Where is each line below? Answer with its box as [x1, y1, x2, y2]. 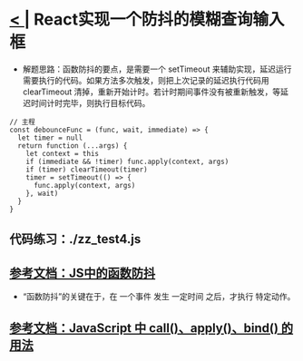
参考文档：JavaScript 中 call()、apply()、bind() [9, 320, 279, 336]
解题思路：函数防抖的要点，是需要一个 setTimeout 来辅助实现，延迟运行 [22, 63, 292, 74]
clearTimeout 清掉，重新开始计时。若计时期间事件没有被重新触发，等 [22, 86, 281, 97]
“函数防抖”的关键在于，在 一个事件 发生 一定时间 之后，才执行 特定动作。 [22, 291, 296, 302]
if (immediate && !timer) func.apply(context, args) [25, 157, 230, 166]
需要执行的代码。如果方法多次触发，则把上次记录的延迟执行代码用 [22, 74, 269, 85]
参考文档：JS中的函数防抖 [9, 265, 156, 280]
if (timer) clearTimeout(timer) [25, 165, 148, 174]
